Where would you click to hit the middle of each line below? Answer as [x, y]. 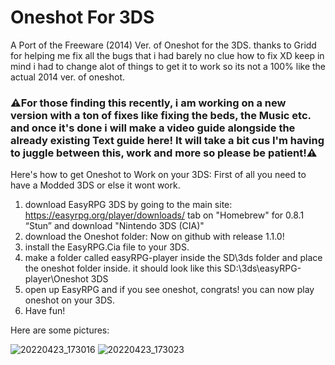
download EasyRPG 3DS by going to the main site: [128, 205]
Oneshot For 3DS [82, 17]
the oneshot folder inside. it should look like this [123, 268]
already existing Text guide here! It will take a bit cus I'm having [167, 140]
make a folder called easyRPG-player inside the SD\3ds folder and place [173, 258]
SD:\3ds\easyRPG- [262, 268]
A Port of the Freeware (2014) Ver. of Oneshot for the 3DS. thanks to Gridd [163, 45]
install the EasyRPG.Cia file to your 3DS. [107, 247]
